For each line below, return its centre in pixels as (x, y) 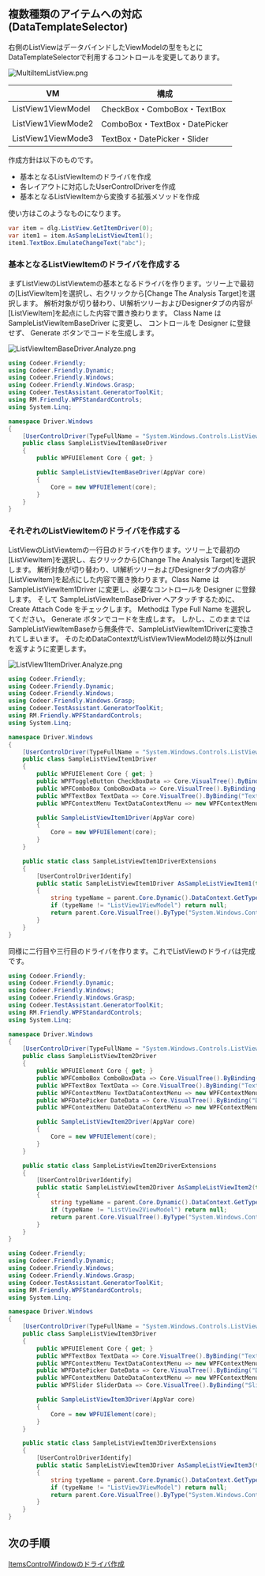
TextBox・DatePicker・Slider (155, 138)
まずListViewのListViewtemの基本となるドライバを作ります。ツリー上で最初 (131, 283)
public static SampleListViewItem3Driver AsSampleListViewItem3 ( (146, 1465)
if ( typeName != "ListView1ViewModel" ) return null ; (138, 905)
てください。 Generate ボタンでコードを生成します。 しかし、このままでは (129, 618)
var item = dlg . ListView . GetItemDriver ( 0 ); (81, 228)
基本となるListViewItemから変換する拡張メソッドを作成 (109, 196)
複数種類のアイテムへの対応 (75, 14)
